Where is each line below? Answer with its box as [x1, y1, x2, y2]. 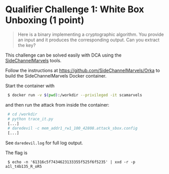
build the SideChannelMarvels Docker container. [5, 72, 107, 79]
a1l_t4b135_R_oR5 [5, 164, 42, 169]
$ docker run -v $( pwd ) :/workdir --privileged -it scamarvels [7, 92, 143, 97]
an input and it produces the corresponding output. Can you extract [17, 37, 160, 43]
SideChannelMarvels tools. [5, 57, 62, 63]
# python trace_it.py [7, 116, 53, 121]
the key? [17, 42, 36, 48]
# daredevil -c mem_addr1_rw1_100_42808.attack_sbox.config [7, 126, 138, 131]
